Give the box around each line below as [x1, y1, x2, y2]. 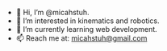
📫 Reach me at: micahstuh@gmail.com [15, 33, 148, 43]
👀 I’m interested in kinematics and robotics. [15, 16, 160, 25]
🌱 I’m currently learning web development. [15, 25, 157, 33]
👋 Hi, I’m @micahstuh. [15, 8, 90, 17]
